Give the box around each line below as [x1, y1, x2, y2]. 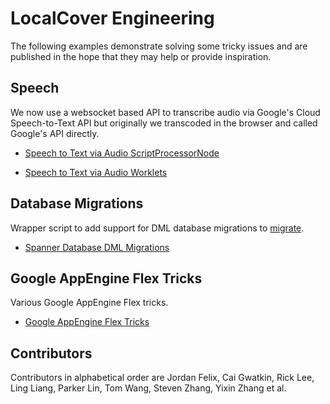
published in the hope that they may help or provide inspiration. [10, 50, 272, 62]
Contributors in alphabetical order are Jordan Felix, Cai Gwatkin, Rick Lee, [10, 372, 315, 384]
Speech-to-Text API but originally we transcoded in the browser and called [10, 117, 318, 129]
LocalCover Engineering [10, 7, 215, 30]
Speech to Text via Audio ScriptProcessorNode [24, 147, 220, 159]
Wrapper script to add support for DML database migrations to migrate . [10, 222, 305, 234]
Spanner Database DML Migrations [24, 241, 170, 253]
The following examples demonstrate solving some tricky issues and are [10, 40, 308, 52]
